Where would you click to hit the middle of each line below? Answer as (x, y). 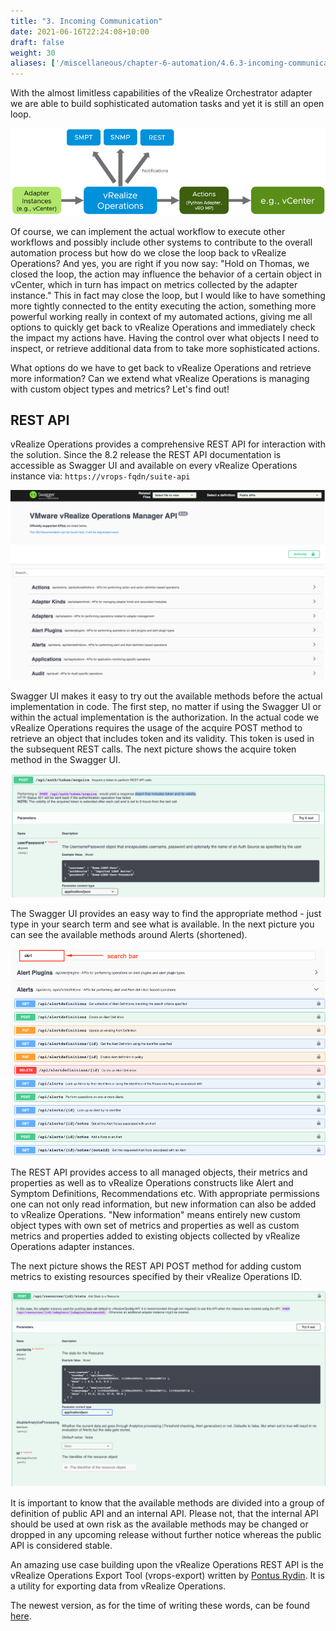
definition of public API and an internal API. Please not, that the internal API (164, 1514)
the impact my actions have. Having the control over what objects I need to (165, 337)
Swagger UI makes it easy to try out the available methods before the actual (166, 696)
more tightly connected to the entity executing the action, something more (163, 306)
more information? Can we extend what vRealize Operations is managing (160, 378)
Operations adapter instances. (72, 1247)
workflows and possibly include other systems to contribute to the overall (161, 242)
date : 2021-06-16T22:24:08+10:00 (80, 31)
